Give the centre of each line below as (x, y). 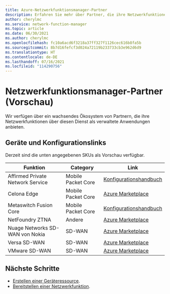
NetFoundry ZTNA (30, 220)
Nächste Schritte (32, 269)
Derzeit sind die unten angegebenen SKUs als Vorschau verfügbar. (75, 155)
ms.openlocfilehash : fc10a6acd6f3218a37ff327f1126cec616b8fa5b (73, 43)
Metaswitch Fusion (30, 205)
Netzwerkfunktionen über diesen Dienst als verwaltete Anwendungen (78, 121)
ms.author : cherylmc (27, 38)
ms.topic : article (25, 29)
